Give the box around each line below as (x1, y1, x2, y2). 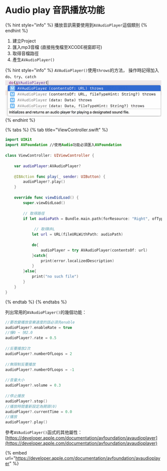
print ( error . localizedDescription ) (40, 258, 114, 263)
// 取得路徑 (23, 211, 45, 216)
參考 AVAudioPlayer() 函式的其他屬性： (5, 430, 83, 436)
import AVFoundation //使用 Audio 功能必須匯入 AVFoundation (5, 143, 122, 148)
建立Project (12, 38, 36, 44)
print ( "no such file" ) (31, 274, 79, 279)
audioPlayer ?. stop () (5, 399, 48, 404)
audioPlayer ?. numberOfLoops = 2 (5, 351, 72, 356)
